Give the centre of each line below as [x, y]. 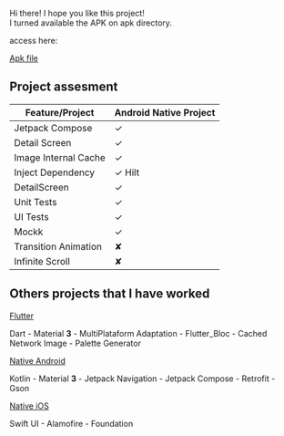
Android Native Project [165, 112]
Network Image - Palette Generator [75, 343]
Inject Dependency [55, 172]
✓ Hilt [127, 172]
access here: [34, 41]
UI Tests [31, 216]
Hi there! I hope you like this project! [77, 13]
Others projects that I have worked [110, 294]
